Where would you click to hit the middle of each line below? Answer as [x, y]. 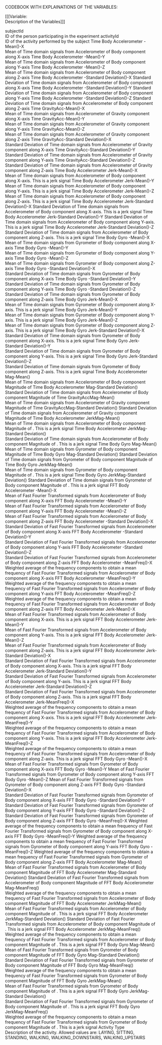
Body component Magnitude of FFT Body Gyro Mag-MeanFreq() [69, 965]
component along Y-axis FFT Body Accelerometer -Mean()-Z [66, 511]
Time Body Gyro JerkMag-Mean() [39, 464]
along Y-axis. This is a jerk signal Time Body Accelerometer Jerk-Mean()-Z [80, 191]
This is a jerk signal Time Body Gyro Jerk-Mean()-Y [66, 310]
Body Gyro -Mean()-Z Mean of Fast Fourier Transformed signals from [74, 779]
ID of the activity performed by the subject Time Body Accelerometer [74, 41]
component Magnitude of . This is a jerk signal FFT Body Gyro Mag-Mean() [80, 945]
